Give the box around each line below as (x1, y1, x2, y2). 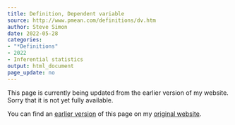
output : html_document (7, 63, 74, 70)
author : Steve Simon (7, 23, 68, 30)
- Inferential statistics (7, 56, 83, 63)
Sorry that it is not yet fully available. (7, 96, 114, 104)
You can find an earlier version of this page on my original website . (7, 110, 202, 118)
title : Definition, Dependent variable (7, 10, 125, 18)
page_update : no (7, 69, 55, 76)
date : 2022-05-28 (7, 29, 59, 37)
